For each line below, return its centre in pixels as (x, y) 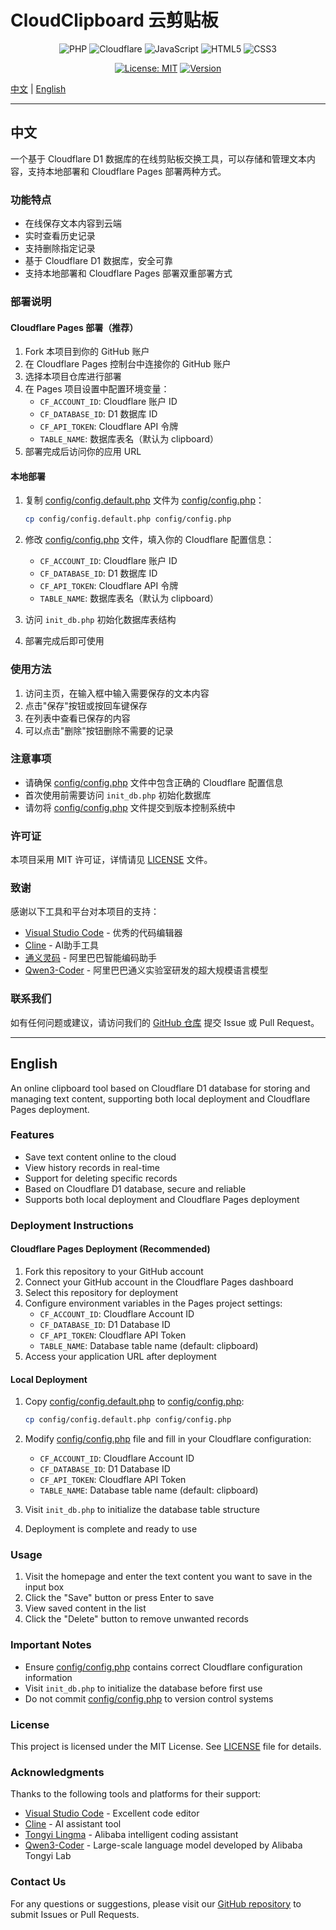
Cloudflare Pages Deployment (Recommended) (110, 1249)
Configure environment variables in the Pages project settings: (153, 1303)
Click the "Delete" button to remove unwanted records (136, 1619)
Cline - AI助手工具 (61, 945)
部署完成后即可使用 (64, 641)
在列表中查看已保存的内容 (77, 718)
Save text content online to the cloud (100, 1157)
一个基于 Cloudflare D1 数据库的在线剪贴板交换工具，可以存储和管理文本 (159, 158)
